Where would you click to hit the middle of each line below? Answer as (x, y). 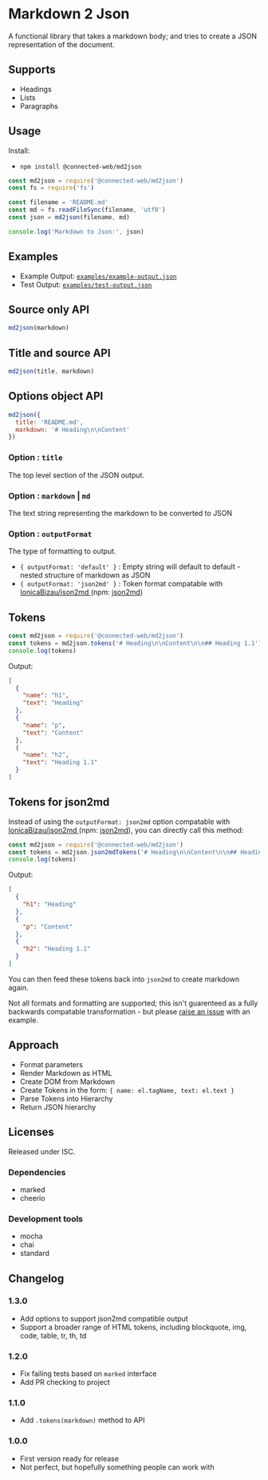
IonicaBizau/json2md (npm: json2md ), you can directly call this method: (126, 830)
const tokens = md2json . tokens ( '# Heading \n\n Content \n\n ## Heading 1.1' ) (135, 643)
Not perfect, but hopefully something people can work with (117, 1467)
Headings (35, 89)
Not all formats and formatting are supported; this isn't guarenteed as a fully (133, 1003)
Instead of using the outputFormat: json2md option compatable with (119, 822)
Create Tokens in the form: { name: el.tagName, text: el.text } (127, 1090)
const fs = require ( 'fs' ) (51, 188)
